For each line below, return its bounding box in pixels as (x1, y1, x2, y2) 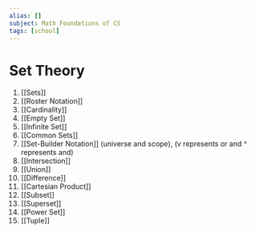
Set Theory (9, 61, 85, 80)
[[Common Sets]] (20, 130, 79, 141)
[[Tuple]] (20, 216, 51, 226)
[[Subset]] (20, 190, 55, 200)
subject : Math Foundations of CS (9, 19, 121, 27)
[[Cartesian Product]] (20, 182, 91, 191)
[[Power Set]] (20, 207, 66, 217)
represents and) (20, 148, 75, 157)
